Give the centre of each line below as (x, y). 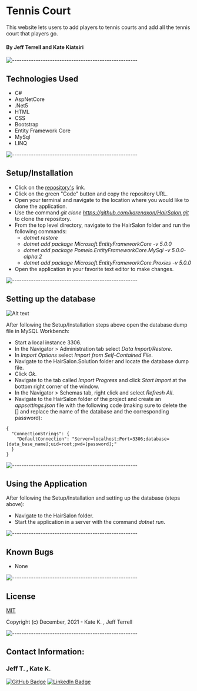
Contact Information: (45, 652)
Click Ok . (26, 374)
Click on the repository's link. (50, 187)
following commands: (41, 231)
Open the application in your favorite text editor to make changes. (94, 269)
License (21, 596)
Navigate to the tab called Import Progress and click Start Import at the (100, 380)
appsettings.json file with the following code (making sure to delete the (101, 405)
